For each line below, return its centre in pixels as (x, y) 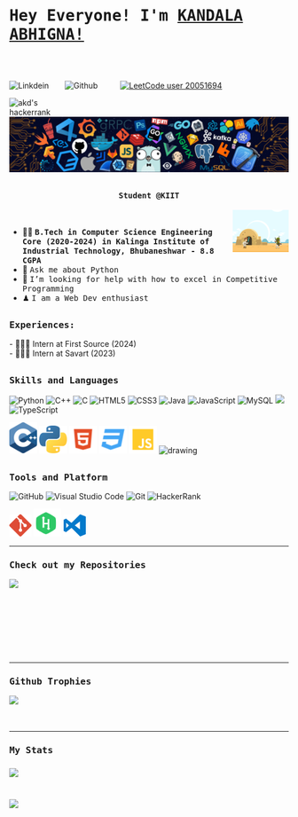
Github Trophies (50, 682)
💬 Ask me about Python (71, 270)
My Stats (31, 750)
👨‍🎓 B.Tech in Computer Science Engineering (117, 232)
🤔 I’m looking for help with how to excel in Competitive (149, 279)
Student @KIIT (149, 195)
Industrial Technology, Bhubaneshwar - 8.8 (118, 251)
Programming (48, 289)
